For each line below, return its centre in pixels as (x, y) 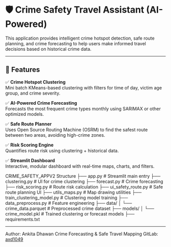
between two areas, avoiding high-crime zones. (55, 135)
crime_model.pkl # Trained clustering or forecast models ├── (70, 213)
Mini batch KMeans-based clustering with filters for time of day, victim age (83, 87)
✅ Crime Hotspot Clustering (36, 82)
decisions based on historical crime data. (48, 49)
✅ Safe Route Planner (28, 124)
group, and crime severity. (33, 93)
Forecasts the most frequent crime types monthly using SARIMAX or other (83, 109)
